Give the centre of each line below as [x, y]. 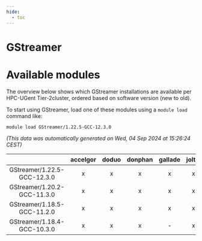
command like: [24, 116]
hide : [13, 12]
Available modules [53, 74]
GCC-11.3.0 [37, 195]
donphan [140, 159]
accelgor [83, 159]
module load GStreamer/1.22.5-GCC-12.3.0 [59, 127]
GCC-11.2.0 [37, 211]
